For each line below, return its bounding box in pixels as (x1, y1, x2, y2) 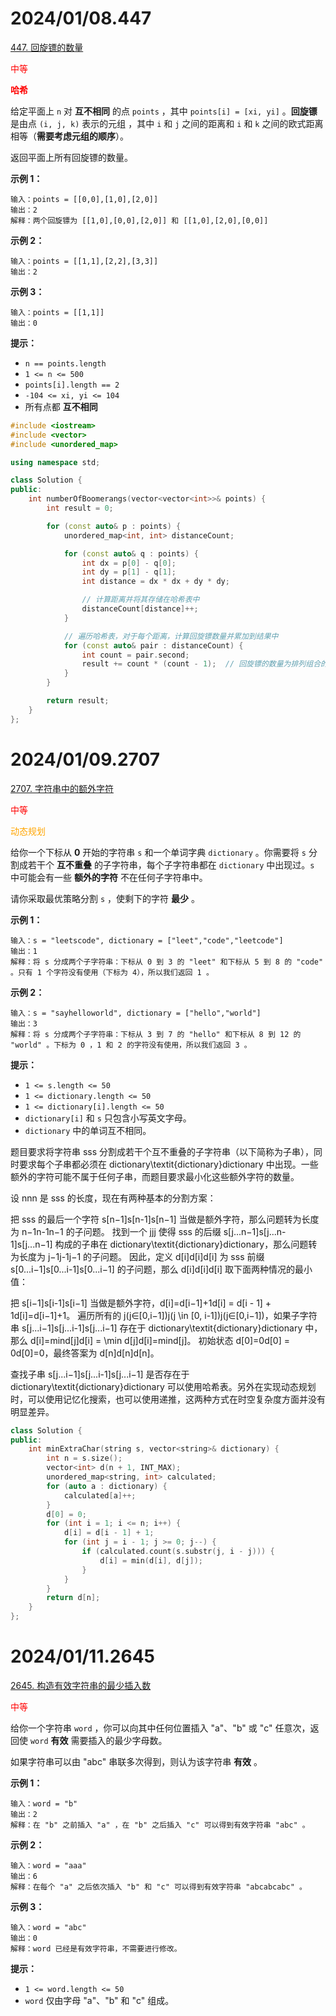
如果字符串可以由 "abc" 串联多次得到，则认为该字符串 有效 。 (10, 1755, 263, 1767)
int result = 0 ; (46, 503, 114, 514)
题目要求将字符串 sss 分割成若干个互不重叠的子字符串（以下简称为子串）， (10, 1145, 315, 1157)
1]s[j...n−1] (10, 1238, 53, 1250)
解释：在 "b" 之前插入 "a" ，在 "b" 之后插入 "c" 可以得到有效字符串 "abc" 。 (10, 1820, 310, 1830)
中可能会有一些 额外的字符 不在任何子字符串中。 (10, 871, 208, 883)
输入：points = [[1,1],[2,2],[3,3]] (10, 256, 159, 266)
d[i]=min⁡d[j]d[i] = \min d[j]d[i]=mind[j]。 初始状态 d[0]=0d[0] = (29, 1334, 291, 1346)
